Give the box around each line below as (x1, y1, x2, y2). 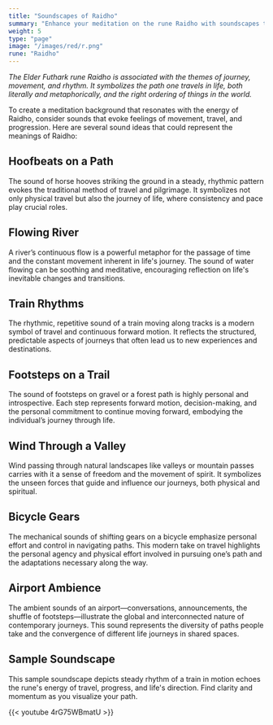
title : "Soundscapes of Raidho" (8, 11, 118, 20)
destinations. (8, 344, 52, 354)
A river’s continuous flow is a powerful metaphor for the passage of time (8, 247, 251, 257)
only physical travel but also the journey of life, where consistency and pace (8, 193, 263, 203)
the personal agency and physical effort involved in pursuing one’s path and (8, 548, 262, 558)
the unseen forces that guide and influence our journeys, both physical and (8, 478, 260, 488)
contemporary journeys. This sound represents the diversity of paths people (8, 620, 264, 630)
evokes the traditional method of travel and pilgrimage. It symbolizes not (8, 185, 250, 194)
